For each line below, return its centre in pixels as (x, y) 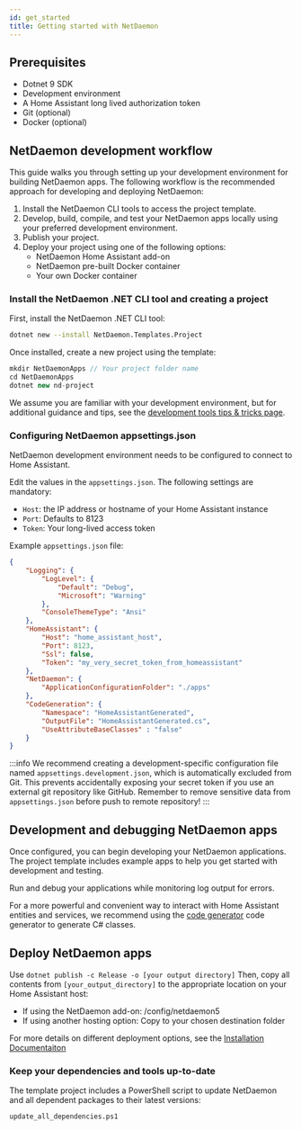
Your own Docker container (86, 276)
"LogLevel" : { (68, 578)
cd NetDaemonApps (42, 377)
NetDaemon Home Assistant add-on (103, 256)
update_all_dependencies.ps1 (64, 1117)
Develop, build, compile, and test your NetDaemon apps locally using (150, 219)
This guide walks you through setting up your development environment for (149, 173)
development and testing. (57, 871)
